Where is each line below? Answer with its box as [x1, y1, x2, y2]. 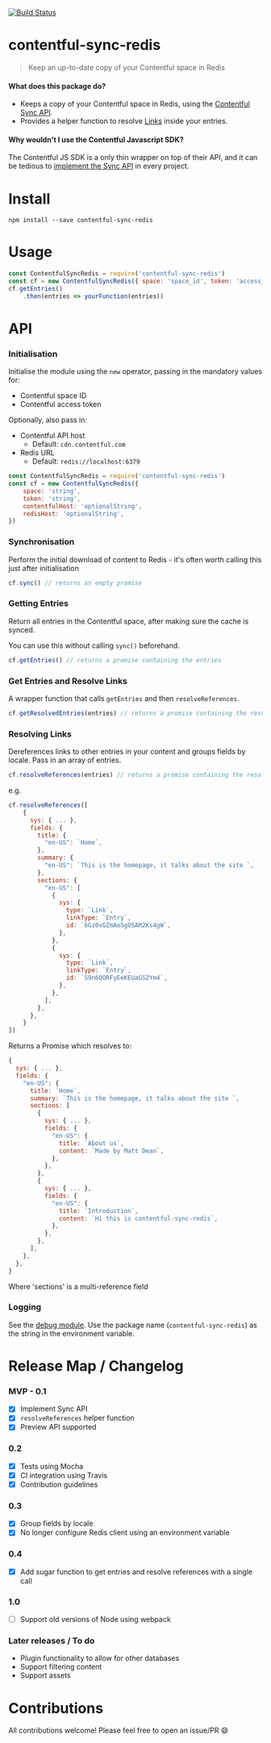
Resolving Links [8, 728, 73, 739]
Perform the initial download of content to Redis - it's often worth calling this [8, 554, 262, 565]
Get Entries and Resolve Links [8, 675, 127, 687]
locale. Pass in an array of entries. [8, 755, 122, 765]
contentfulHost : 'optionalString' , [23, 502, 143, 510]
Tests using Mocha [19, 1461, 84, 1471]
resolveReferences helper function [19, 1413, 135, 1423]
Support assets [19, 1670, 71, 1680]
